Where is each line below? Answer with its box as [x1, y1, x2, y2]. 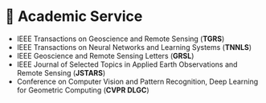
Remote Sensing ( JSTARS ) [16, 68, 106, 77]
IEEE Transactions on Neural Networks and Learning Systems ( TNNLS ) [16, 42, 252, 51]
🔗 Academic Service [5, 7, 143, 26]
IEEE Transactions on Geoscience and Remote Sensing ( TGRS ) [16, 34, 225, 43]
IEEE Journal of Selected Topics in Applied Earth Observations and [16, 60, 238, 69]
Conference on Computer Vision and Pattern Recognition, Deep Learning [16, 76, 259, 86]
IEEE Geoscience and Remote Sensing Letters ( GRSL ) [16, 51, 194, 60]
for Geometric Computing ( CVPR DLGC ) [16, 84, 149, 95]
